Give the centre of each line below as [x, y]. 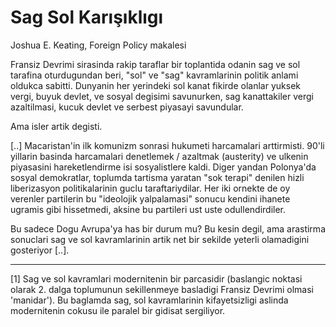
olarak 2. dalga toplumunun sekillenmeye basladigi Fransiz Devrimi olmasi [162, 289]
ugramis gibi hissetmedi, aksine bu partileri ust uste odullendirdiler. [148, 209]
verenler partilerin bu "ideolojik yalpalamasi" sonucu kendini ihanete [150, 198]
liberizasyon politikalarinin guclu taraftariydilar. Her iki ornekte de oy [150, 188]
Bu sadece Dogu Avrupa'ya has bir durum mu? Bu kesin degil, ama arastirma [168, 228]
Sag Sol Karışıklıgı [87, 17]
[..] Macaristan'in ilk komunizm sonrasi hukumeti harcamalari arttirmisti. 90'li [167, 145]
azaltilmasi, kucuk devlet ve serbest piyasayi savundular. [127, 107]
